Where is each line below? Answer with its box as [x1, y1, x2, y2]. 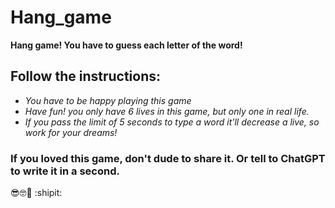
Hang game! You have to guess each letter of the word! [10, 39, 243, 51]
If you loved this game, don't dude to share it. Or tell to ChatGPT [10, 151, 326, 165]
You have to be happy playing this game [24, 94, 192, 106]
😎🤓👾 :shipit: [10, 187, 63, 199]
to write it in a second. [10, 164, 120, 178]
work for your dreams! [24, 126, 118, 138]
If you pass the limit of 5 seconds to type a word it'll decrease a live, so [24, 116, 320, 128]
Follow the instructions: [10, 68, 162, 85]
